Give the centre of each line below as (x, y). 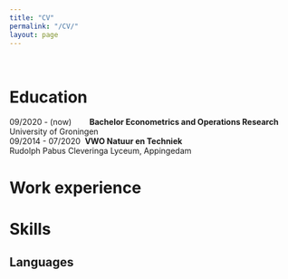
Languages (42, 262)
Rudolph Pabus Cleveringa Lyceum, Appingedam (101, 151)
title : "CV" (32, 18)
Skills (30, 229)
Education (48, 97)
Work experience (76, 188)
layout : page (34, 34)
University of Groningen (54, 131)
